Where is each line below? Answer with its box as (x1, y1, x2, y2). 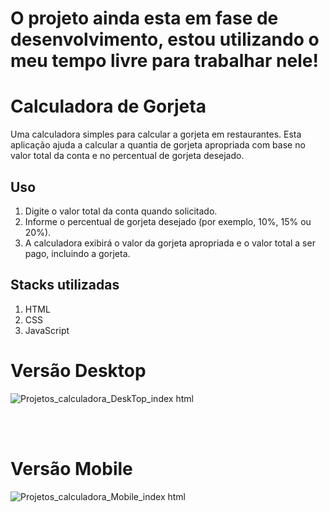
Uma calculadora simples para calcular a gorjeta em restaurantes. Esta (10, 128, 302, 141)
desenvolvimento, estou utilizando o (10, 28, 320, 51)
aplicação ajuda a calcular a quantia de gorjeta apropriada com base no (10, 139, 306, 151)
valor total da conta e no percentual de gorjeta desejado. (10, 150, 245, 162)
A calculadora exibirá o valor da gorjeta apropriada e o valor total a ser (24, 237, 316, 249)
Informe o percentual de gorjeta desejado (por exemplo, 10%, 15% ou (24, 215, 312, 227)
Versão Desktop (10, 359, 147, 382)
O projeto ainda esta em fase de (10, 7, 279, 30)
